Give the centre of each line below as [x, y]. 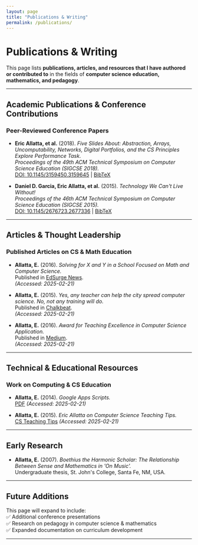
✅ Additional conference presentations [53, 517]
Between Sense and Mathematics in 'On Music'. [73, 466]
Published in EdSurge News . [49, 277]
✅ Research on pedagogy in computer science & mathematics [82, 523]
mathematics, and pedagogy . [43, 81]
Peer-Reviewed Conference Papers [57, 130]
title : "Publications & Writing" [47, 17]
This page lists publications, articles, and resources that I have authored [96, 68]
